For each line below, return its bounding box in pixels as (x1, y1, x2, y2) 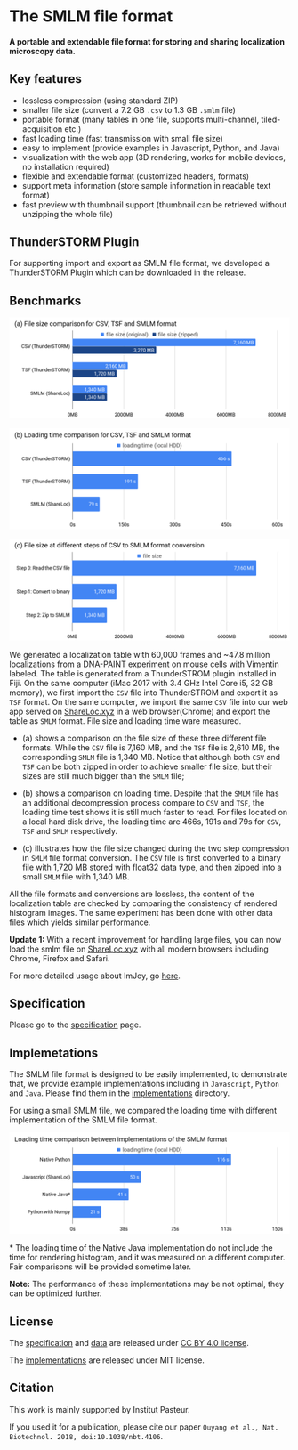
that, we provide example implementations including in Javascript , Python (9, 1079, 280, 1090)
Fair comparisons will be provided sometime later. (9, 1261, 192, 1272)
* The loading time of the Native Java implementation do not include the (9, 1243, 273, 1253)
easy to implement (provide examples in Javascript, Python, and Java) (21, 142, 280, 153)
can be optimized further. (9, 1288, 102, 1299)
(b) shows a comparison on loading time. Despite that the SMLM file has (21, 788, 279, 798)
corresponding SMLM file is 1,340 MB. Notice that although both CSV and (21, 751, 281, 762)
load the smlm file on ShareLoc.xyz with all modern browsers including (9, 944, 269, 954)
